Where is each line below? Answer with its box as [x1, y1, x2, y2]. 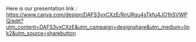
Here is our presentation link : [6, 5, 77, 12]
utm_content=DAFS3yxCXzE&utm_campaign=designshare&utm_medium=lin [6, 23, 190, 30]
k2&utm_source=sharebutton [6, 30, 76, 37]
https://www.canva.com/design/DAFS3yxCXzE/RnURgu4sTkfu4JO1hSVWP [6, 11, 188, 18]
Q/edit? [6, 17, 24, 24]
